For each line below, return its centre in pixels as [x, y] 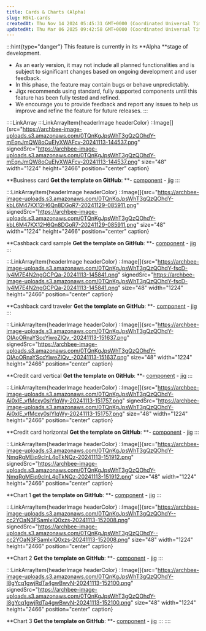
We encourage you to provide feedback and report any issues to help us [106, 104]
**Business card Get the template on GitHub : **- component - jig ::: [93, 180]
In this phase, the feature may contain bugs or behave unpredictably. [102, 85]
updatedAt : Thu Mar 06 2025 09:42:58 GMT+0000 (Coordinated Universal [98, 29]
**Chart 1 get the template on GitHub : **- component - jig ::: [84, 495]
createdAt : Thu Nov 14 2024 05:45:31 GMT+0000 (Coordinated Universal [98, 23]
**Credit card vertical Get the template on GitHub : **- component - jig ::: [100, 376]
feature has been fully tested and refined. [67, 98]
